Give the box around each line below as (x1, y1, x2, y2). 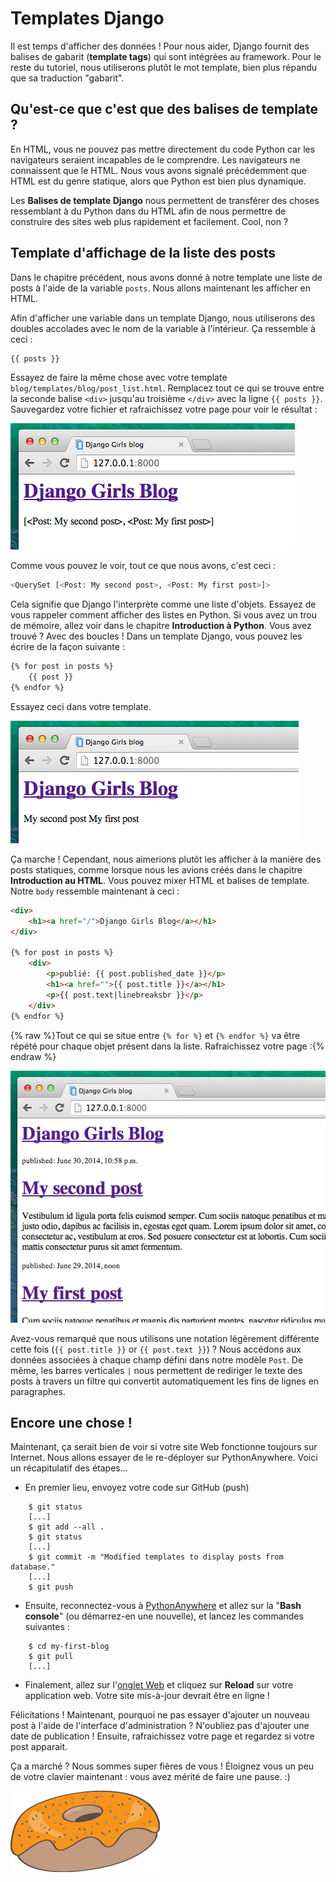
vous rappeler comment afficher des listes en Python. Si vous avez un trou (10, 609, 317, 621)
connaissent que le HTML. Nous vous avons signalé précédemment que (10, 164, 307, 176)
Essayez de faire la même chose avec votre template (10, 372, 228, 384)
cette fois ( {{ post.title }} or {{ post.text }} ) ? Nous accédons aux (10, 1343, 302, 1355)
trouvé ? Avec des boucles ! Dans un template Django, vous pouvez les (10, 630, 303, 642)
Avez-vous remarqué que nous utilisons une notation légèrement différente (10, 1332, 320, 1344)
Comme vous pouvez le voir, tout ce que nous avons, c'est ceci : (10, 560, 277, 572)
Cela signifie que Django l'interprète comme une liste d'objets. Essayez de (10, 598, 317, 611)
